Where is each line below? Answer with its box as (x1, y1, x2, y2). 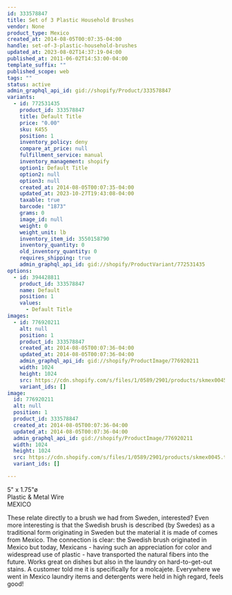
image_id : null (19, 216, 64, 223)
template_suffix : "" (7, 62, 67, 68)
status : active (7, 81, 51, 88)
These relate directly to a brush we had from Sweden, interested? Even (7, 513, 209, 522)
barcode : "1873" (19, 203, 67, 210)
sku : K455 (19, 126, 48, 133)
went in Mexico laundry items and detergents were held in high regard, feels (7, 572, 224, 580)
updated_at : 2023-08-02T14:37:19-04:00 (7, 49, 122, 56)
